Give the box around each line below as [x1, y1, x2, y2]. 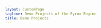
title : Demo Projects [5, 16, 49, 20]
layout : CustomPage [5, 7, 45, 12]
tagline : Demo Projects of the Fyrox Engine [5, 11, 97, 16]
